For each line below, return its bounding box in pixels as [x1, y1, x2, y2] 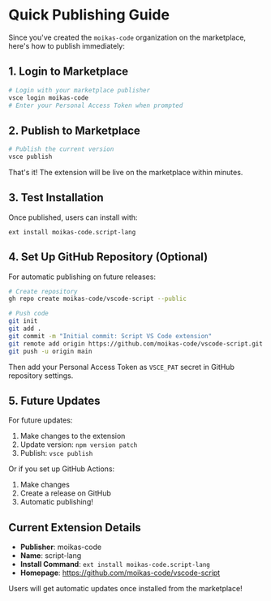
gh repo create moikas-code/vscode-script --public [8, 294, 187, 303]
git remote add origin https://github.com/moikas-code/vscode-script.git [8, 339, 264, 348]
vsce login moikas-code [8, 93, 89, 102]
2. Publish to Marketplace [8, 123, 140, 137]
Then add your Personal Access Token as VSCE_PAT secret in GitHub [8, 362, 235, 371]
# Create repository [8, 287, 79, 295]
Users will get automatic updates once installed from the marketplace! [8, 584, 243, 594]
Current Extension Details [8, 521, 142, 534]
